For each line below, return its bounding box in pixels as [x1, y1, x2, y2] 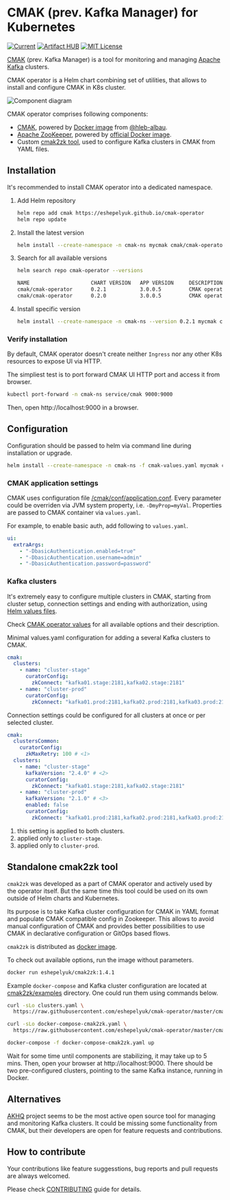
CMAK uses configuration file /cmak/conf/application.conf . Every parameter [7, 494, 222, 502]
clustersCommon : [13, 738, 60, 745]
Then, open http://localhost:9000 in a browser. [7, 403, 139, 411]
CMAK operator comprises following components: [7, 110, 149, 118]
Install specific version [16, 304, 81, 313]
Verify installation [7, 334, 68, 344]
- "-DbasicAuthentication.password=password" [19, 560, 152, 567]
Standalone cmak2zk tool [7, 861, 118, 873]
